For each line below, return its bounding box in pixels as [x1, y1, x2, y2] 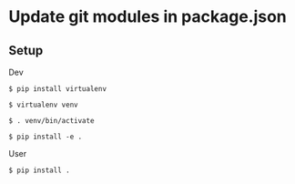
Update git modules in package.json [8, 6, 288, 27]
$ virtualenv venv [8, 100, 78, 109]
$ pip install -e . [8, 132, 83, 141]
